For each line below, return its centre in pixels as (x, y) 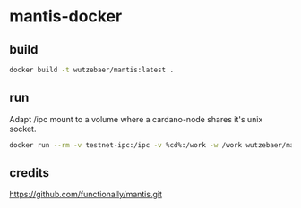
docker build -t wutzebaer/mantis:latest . (92, 70)
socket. (23, 129)
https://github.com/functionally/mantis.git (86, 195)
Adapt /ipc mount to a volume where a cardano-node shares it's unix (136, 119)
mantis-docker (66, 17)
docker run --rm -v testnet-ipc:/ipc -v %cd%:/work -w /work (126, 145)
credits (30, 173)
